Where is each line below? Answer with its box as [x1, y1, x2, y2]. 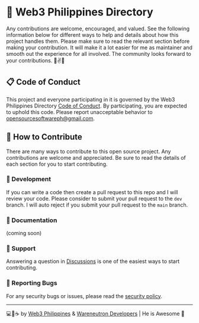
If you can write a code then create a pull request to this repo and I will [6, 188, 178, 195]
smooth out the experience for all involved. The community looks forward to [6, 50, 191, 57]
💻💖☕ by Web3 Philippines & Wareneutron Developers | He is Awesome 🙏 [6, 310, 185, 317]
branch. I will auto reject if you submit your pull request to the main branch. [6, 201, 188, 208]
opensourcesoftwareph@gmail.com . [6, 115, 95, 122]
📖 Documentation [6, 216, 57, 224]
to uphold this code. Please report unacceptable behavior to [6, 108, 153, 115]
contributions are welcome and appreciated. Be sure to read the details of [6, 154, 187, 161]
